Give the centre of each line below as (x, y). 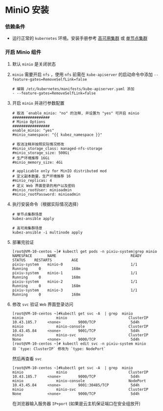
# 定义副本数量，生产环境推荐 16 (41, 176)
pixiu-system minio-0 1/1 (75, 264)
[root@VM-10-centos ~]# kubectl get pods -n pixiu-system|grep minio (85, 251)
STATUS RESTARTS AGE (45, 260)
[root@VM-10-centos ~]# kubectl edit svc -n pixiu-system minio (79, 344)
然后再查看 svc (27, 358)
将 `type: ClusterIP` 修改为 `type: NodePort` (59, 349)
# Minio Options (29, 122)
